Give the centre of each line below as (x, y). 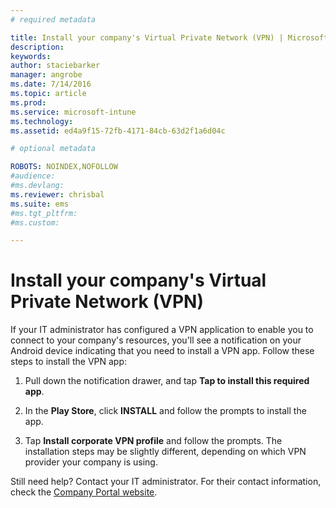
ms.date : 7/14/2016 (51, 84)
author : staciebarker (55, 66)
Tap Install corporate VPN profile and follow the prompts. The (153, 441)
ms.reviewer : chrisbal (57, 194)
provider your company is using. (91, 462)
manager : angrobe (46, 75)
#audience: (33, 176)
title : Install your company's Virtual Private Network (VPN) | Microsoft (169, 37)
